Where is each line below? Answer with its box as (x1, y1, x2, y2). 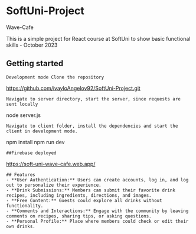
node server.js (6, 111, 41, 119)
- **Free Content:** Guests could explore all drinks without (6, 197, 162, 203)
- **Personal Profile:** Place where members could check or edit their (6, 218, 189, 224)
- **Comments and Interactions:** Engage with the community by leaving (6, 208, 189, 214)
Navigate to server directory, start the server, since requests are (6, 96, 181, 102)
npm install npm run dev (6, 138, 65, 145)
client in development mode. (6, 128, 78, 134)
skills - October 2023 (6, 41, 58, 48)
